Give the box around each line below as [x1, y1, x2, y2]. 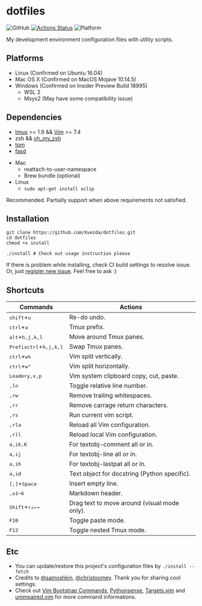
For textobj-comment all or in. [69, 441, 154, 449]
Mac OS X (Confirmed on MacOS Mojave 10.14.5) [14, 75, 136, 82]
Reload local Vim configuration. [69, 430, 158, 439]
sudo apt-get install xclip [23, 185, 94, 192]
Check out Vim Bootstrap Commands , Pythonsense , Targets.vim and [14, 587, 185, 594]
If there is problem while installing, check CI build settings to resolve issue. [6, 261, 191, 268]
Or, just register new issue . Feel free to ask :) [6, 268, 117, 275]
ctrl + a [9, 323, 28, 332]
